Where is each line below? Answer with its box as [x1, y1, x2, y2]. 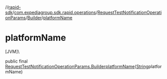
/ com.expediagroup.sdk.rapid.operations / [12, 9, 98, 15]
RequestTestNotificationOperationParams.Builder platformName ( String [5, 63, 149, 69]
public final [5, 58, 28, 64]
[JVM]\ [5, 48, 20, 54]
